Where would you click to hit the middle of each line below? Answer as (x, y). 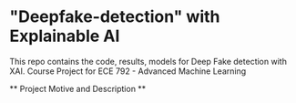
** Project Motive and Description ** (78, 88)
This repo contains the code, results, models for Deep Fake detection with (148, 61)
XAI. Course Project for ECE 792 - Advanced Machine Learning (128, 71)
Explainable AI (65, 36)
